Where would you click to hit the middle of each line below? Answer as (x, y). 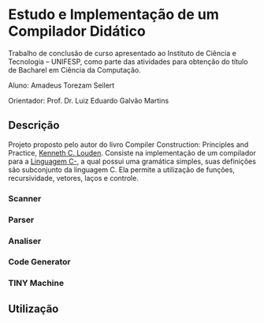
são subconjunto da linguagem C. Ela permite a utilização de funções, (121, 169)
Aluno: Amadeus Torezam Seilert (61, 85)
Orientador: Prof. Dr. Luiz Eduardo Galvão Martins (89, 100)
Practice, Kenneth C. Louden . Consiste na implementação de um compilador (132, 152)
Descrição (34, 125)
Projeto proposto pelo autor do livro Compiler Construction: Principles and (128, 145)
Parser (21, 220)
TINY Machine (36, 284)
